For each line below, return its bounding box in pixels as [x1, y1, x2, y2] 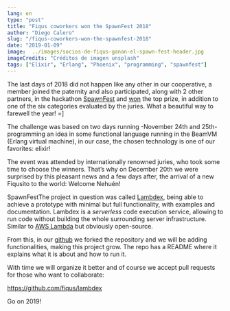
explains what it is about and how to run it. [7, 250, 127, 258]
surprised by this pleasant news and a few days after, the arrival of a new [7, 172, 214, 181]
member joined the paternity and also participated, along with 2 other [7, 87, 204, 95]
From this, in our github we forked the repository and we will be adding [7, 235, 207, 244]
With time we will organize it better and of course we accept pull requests [7, 263, 216, 271]
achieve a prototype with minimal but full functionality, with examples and [7, 200, 215, 208]
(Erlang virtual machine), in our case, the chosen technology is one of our [7, 137, 216, 145]
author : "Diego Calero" [7, 29, 76, 36]
